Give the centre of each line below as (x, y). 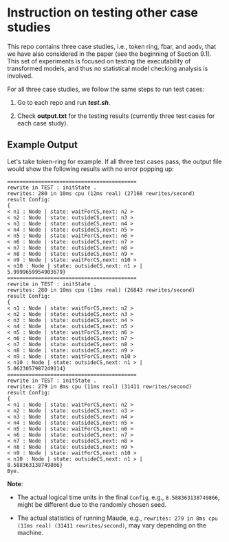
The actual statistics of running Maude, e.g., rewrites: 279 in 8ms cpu (117, 518)
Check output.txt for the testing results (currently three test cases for (116, 116)
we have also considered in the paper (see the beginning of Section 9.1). (109, 54)
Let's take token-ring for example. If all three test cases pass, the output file (115, 161)
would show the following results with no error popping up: (90, 169)
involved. (20, 76)
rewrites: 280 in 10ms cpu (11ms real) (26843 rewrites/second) (101, 290)
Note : (15, 483)
